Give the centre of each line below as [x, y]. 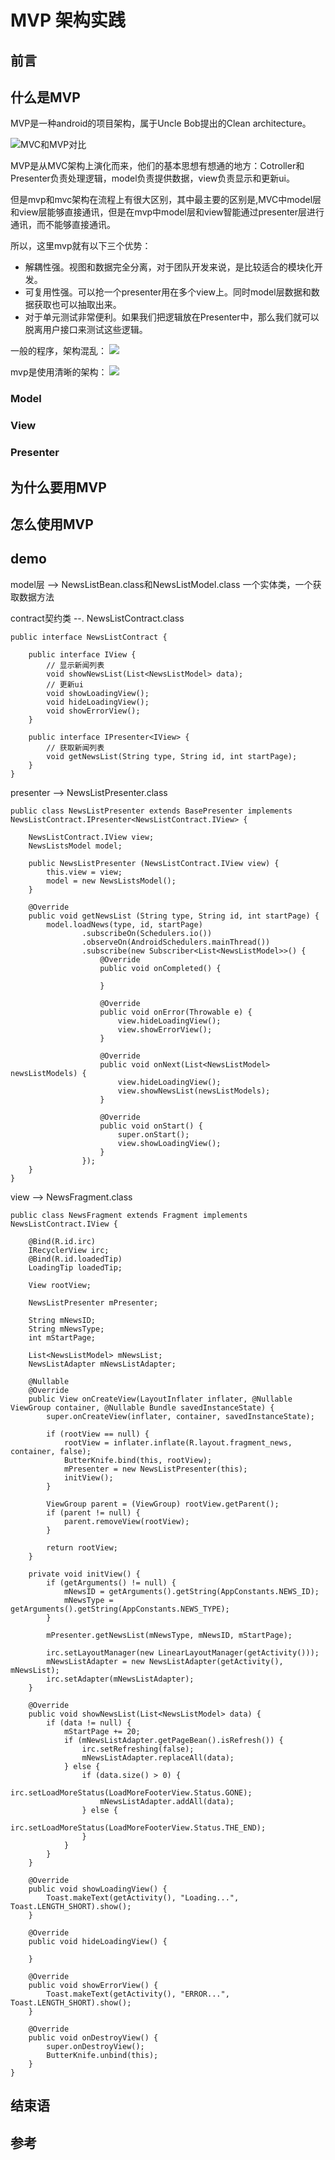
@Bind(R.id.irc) [62, 1241]
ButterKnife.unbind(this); [102, 2055]
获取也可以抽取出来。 [77, 305]
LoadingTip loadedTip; [75, 1267]
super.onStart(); [153, 1134]
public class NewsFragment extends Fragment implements [129, 1215]
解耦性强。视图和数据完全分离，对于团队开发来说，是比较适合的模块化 [169, 267]
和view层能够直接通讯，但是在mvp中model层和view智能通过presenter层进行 [167, 212]
